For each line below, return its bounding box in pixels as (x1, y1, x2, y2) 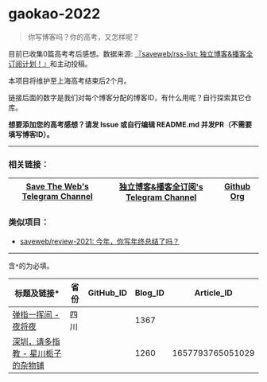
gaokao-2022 (8, 5, 101, 23)
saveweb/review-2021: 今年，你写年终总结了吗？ (19, 236, 180, 246)
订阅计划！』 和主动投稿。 (8, 59, 92, 68)
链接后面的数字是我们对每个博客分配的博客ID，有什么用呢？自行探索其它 (8, 92, 245, 102)
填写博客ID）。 (8, 129, 54, 139)
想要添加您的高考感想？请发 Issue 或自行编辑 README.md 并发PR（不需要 (8, 119, 253, 129)
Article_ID (194, 287, 233, 298)
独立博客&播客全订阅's (118, 181, 204, 193)
